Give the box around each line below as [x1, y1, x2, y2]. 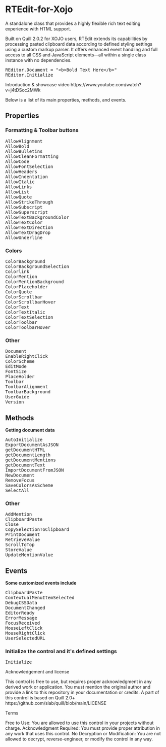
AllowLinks [5, 184, 32, 190]
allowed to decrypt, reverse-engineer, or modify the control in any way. [5, 736, 153, 742]
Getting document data [5, 427, 55, 433]
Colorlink [5, 268, 29, 275]
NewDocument [5, 472, 35, 478]
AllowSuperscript [5, 209, 48, 215]
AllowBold [5, 143, 29, 149]
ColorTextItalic [5, 309, 45, 315]
